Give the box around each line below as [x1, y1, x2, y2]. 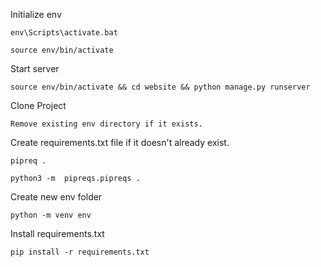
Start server [10, 63, 60, 74]
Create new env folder [10, 191, 103, 203]
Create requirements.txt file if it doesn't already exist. [10, 137, 230, 148]
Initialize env [10, 9, 62, 20]
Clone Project [10, 100, 67, 111]
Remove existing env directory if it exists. [10, 119, 203, 129]
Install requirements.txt [10, 228, 105, 239]
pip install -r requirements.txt [10, 247, 150, 257]
